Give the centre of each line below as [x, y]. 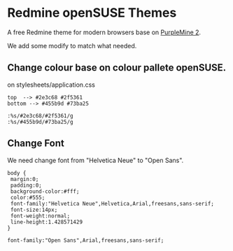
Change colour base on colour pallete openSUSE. [117, 68]
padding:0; [26, 185]
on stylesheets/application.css [51, 85]
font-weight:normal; [40, 216]
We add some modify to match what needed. [72, 45]
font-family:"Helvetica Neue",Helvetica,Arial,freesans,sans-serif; [112, 203]
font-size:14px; [34, 210]
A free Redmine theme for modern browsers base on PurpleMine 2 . [104, 32]
